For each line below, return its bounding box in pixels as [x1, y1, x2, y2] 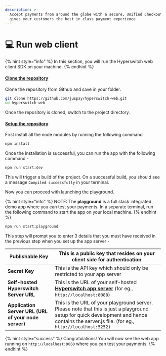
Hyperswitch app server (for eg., [55, 285, 133, 292]
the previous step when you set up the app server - [5, 238, 110, 244]
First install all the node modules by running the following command [5, 132, 143, 138]
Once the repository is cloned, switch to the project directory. [5, 110, 130, 116]
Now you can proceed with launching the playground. [5, 189, 115, 195]
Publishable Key [9, 253, 48, 260]
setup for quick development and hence [55, 312, 148, 319]
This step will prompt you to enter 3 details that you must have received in [5, 233, 156, 239]
